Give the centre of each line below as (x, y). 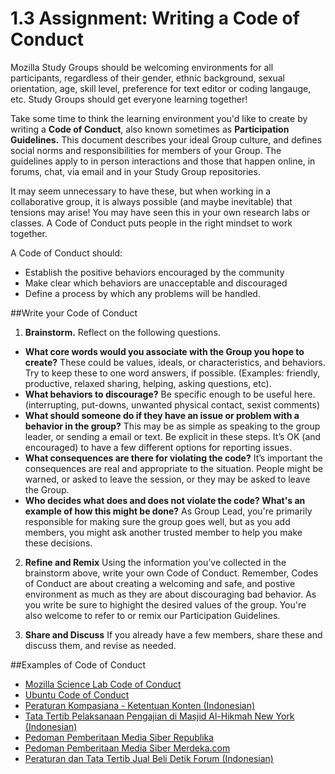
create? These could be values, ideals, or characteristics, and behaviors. (175, 362)
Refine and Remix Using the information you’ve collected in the (155, 562)
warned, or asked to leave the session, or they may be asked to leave (167, 479)
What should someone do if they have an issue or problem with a (162, 415)
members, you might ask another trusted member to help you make (163, 532)
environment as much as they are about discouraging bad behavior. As (170, 594)
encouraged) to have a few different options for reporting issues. (158, 447)
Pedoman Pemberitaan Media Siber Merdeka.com (127, 748)
